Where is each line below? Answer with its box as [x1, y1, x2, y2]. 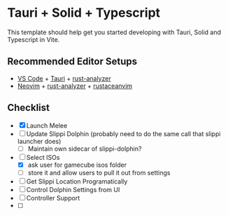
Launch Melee [26, 121, 68, 130]
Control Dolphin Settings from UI [26, 185, 120, 193]
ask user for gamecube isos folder [27, 161, 127, 169]
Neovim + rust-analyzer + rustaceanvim [17, 82, 133, 90]
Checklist [7, 102, 50, 114]
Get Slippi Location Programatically [26, 177, 128, 186]
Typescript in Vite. [7, 35, 60, 43]
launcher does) [17, 137, 62, 145]
